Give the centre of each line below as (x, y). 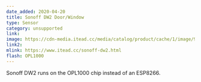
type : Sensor (22, 23)
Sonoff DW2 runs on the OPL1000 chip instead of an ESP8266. (83, 72)
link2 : (14, 45)
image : (14, 39)
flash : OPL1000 (25, 56)
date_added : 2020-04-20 (36, 12)
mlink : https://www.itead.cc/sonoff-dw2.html (64, 51)
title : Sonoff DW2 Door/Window (45, 17)
